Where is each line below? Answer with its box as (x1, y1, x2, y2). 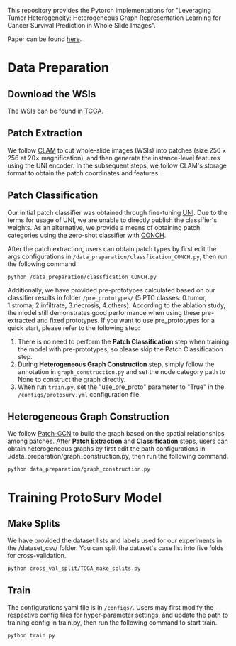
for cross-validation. (7, 552, 67, 560)
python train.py (7, 632, 55, 640)
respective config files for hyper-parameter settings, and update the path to (7, 611, 229, 620)
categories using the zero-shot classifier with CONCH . (7, 231, 167, 239)
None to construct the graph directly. (17, 375, 126, 383)
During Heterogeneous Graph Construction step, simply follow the (17, 360, 215, 368)
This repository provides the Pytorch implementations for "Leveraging (7, 6, 211, 14)
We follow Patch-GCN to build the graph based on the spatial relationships (7, 429, 225, 438)
